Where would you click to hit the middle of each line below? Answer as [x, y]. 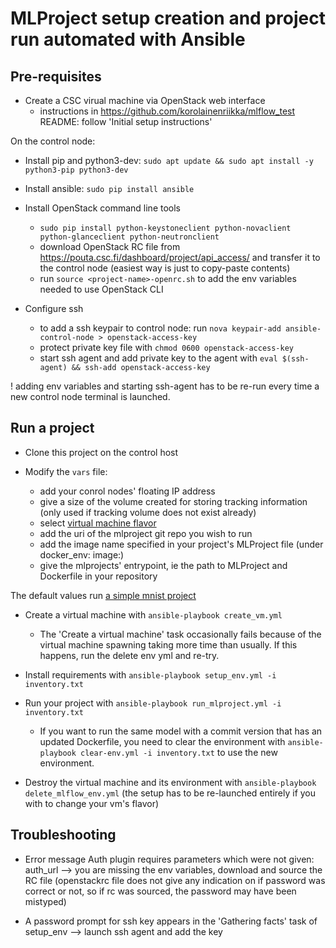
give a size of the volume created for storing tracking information [173, 501]
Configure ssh [54, 308]
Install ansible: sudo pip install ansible [109, 188]
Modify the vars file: [66, 471]
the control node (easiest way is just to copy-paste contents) [165, 268]
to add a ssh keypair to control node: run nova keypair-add [160, 328]
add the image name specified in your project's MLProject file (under [181, 544]
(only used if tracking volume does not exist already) [148, 512]
